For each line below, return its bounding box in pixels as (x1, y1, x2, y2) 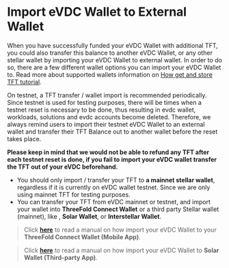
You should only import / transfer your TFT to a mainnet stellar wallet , (16, 175, 215, 184)
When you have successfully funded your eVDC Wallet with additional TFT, (7, 41, 219, 49)
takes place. (7, 134, 42, 143)
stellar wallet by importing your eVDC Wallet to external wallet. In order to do (7, 56, 222, 64)
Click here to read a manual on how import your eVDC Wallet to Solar (23, 246, 219, 254)
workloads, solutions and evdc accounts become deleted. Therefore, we (7, 112, 211, 121)
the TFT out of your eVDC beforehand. (7, 162, 118, 171)
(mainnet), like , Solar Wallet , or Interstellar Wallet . (16, 212, 162, 220)
